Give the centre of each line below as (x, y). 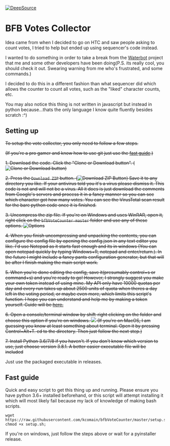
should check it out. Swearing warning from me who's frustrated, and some (84, 68)
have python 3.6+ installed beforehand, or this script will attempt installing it (84, 395)
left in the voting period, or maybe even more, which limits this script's (78, 294)
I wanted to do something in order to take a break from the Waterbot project (84, 57)
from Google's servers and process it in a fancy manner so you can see (80, 194)
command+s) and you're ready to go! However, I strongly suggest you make (84, 278)
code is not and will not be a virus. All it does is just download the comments (85, 189)
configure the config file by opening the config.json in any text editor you (81, 241)
